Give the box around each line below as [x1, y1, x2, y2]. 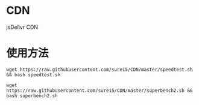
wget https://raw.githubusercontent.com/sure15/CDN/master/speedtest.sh [6, 67, 193, 73]
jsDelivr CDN [6, 23, 38, 31]
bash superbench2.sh [6, 92, 58, 99]
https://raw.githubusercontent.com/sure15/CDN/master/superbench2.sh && [6, 88, 193, 94]
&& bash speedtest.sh [6, 71, 61, 78]
